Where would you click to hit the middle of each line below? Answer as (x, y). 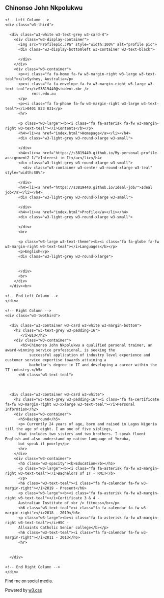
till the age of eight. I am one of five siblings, (59, 429)
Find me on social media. (29, 581)
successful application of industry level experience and (90, 355)
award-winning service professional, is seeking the (60, 350)
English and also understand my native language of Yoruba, (68, 439)
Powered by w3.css (24, 590)
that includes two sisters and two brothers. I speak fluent (82, 434)
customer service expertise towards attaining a (56, 360)
